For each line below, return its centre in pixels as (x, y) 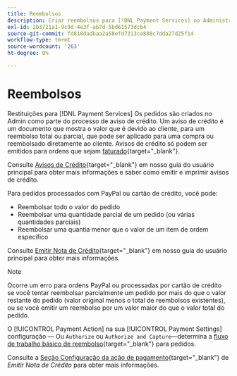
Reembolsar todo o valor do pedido (69, 207)
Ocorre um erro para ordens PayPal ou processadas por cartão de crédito (115, 285)
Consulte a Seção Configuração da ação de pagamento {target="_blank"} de (118, 357)
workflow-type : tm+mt (39, 40)
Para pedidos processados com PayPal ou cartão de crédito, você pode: (113, 193)
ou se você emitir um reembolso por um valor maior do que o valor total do (116, 308)
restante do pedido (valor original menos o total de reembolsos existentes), (116, 300)
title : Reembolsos (34, 14)
